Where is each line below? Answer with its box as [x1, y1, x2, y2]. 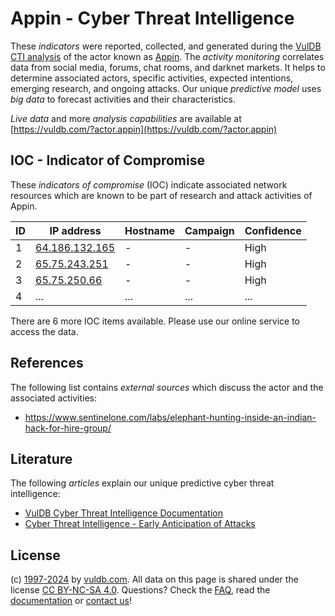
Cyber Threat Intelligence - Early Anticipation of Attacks [24, 518, 256, 530]
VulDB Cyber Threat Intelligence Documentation [24, 507, 224, 519]
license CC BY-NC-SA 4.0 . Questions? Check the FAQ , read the [10, 584, 271, 596]
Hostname [124, 223, 176, 237]
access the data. [10, 325, 79, 337]
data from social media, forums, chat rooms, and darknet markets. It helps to [10, 61, 326, 73]
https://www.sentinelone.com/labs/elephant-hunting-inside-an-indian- [24, 411, 317, 423]
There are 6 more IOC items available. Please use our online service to [10, 315, 300, 327]
